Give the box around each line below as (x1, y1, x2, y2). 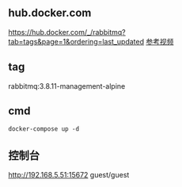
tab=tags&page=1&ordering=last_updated (8, 36, 145, 46)
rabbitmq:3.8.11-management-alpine (8, 81, 126, 90)
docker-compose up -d (8, 125, 80, 133)
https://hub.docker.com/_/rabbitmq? (8, 27, 126, 36)
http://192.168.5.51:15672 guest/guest (8, 170, 130, 180)
